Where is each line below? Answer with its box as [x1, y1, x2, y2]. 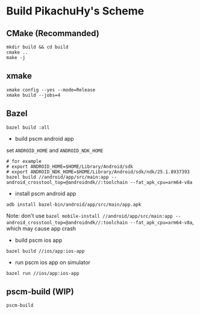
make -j [6, 55, 26, 61]
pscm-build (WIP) [6, 287, 74, 297]
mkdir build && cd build [6, 44, 69, 50]
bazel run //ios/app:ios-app [6, 270, 80, 276]
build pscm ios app [14, 236, 63, 244]
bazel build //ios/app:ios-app [6, 248, 85, 254]
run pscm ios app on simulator [14, 259, 91, 266]
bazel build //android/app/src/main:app [6, 174, 110, 180]
